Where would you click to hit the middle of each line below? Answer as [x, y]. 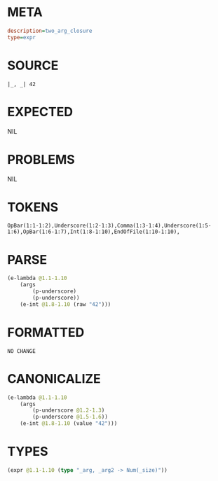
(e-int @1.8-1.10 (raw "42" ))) [66, 304]
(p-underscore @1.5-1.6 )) [70, 417]
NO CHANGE [22, 351]
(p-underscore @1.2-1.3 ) [69, 410]
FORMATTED [46, 332]
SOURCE [33, 65]
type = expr [22, 37]
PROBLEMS [41, 159]
